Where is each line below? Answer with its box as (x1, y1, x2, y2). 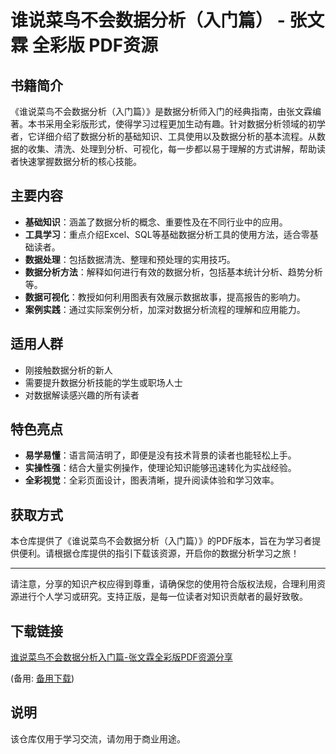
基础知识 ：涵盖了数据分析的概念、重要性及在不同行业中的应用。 (24, 216, 288, 228)
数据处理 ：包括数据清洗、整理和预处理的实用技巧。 (24, 253, 236, 265)
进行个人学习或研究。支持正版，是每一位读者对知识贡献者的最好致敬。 (18, 591, 308, 603)
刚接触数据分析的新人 (24, 364, 113, 376)
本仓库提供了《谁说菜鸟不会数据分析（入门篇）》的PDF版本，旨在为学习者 (10, 535, 313, 547)
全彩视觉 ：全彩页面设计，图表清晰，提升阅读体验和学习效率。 (24, 474, 280, 486)
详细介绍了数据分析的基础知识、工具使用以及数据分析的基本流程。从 (36, 131, 317, 142)
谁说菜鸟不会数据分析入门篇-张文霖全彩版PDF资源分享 (10, 651, 233, 663)
